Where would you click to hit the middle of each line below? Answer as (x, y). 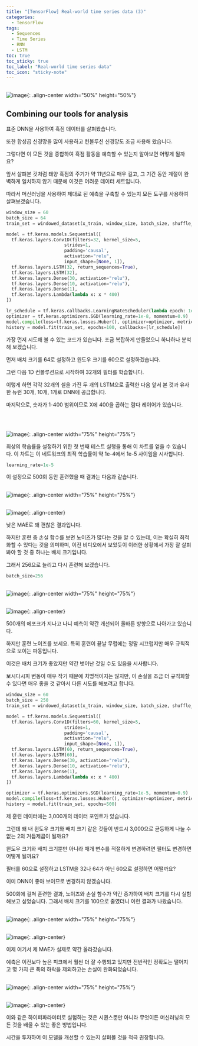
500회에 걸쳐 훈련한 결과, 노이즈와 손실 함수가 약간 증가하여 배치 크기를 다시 (93, 893)
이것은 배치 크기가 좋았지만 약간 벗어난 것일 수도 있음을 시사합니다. (82, 664)
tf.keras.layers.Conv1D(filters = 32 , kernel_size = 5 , (76, 240)
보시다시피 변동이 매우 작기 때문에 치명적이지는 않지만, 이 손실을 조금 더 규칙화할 (98, 676)
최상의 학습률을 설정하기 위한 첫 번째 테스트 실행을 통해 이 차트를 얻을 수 (88, 446)
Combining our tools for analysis (67, 114)
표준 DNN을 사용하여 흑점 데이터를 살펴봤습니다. (61, 129)
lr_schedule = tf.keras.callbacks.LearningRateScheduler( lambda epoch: (96, 311)
